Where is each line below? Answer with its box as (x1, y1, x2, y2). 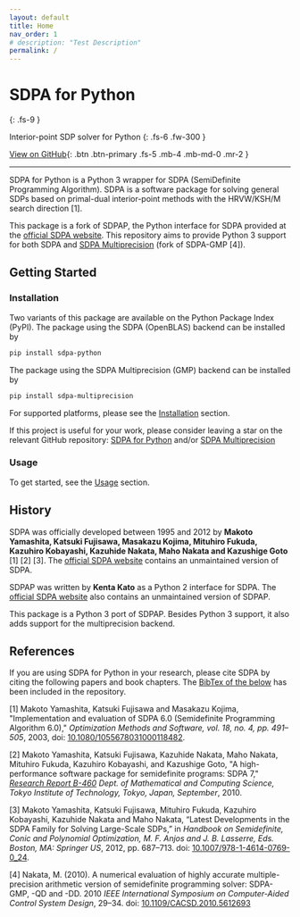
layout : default (9, 13, 70, 22)
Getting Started (9, 265, 97, 280)
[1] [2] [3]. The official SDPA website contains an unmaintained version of (9, 554, 279, 565)
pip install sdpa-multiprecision (9, 391, 134, 400)
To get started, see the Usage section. (9, 477, 150, 488)
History (9, 503, 52, 518)
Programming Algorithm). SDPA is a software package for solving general (9, 184, 279, 195)
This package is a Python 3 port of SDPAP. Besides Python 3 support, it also (9, 608, 290, 619)
